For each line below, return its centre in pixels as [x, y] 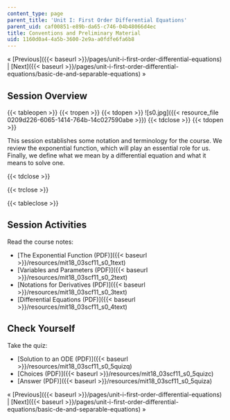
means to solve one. [36, 162]
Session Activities [47, 225]
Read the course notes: [41, 242]
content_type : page [35, 14]
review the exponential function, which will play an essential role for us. [109, 148]
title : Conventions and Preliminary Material [74, 33]
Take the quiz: [27, 345]
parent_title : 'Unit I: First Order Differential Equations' [97, 20]
